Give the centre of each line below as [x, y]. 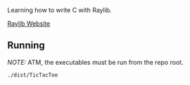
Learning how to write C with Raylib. [60, 10]
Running [26, 46]
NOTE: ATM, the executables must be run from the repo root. [96, 62]
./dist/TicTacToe [33, 75]
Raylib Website [29, 23]
